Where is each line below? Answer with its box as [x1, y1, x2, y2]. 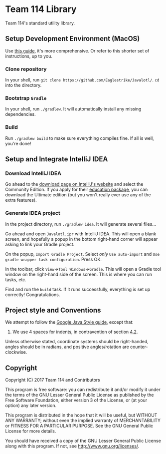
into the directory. [5, 82, 42, 88]
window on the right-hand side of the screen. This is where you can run [5, 271, 153, 277]
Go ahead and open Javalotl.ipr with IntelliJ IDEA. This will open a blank [5, 231, 157, 237]
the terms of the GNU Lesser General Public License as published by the [5, 392, 154, 398]
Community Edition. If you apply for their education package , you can [5, 186, 148, 193]
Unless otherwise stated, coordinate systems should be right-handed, [5, 339, 149, 345]
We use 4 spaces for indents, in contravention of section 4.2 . [12, 329, 138, 335]
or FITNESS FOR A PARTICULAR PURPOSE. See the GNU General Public [5, 423, 154, 429]
